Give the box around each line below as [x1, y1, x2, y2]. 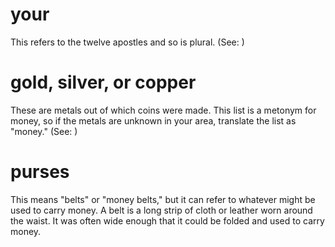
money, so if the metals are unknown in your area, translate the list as [10, 114, 297, 127]
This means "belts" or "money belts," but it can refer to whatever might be [10, 193, 316, 205]
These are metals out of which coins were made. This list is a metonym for [10, 104, 317, 116]
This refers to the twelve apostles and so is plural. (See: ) [10, 36, 245, 48]
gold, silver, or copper [10, 71, 197, 94]
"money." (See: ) [10, 125, 78, 137]
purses [10, 161, 70, 183]
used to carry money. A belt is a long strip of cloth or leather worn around [10, 204, 313, 216]
